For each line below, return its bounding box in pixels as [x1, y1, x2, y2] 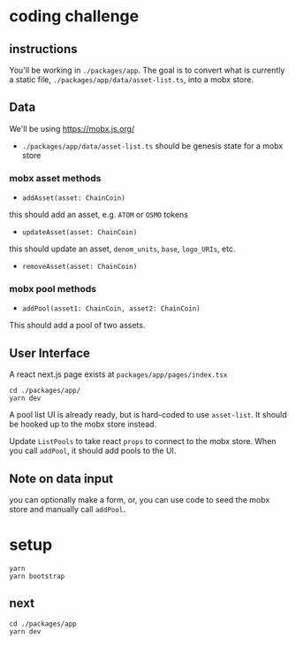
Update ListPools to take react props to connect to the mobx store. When [9, 436, 277, 447]
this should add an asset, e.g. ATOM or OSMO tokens [9, 210, 188, 220]
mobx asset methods [9, 172, 102, 184]
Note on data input [9, 471, 113, 486]
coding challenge [9, 6, 140, 27]
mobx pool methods [9, 283, 97, 296]
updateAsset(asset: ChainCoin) [21, 228, 138, 237]
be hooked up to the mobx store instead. [9, 418, 157, 430]
